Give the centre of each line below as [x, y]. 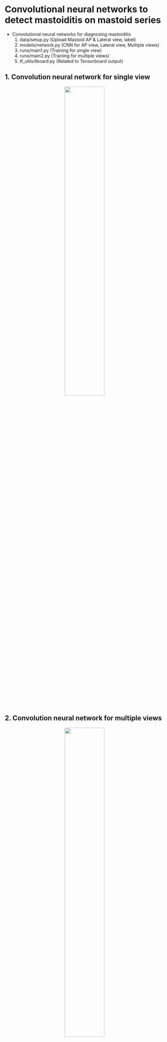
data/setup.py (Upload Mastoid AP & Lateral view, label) [78, 40]
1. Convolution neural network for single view [77, 77]
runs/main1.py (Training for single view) [61, 50]
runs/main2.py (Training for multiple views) [65, 56]
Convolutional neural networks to [76, 9]
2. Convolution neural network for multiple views [83, 718]
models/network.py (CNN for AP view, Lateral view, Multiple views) [89, 45]
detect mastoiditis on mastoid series [83, 20]
